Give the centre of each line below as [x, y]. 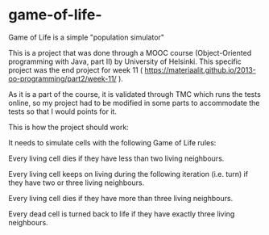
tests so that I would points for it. [62, 111]
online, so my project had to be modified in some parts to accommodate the [134, 103]
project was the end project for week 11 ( [76, 69]
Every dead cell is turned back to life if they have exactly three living [122, 214]
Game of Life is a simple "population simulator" [87, 37]
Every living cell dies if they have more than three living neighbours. [121, 198]
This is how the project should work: [68, 127]
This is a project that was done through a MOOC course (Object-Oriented [130, 52]
